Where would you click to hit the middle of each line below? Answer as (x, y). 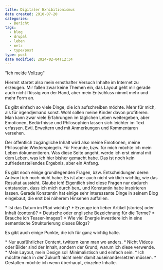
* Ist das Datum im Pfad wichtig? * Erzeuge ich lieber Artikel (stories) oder (80, 208)
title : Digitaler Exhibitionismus (40, 9)
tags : (10, 28)
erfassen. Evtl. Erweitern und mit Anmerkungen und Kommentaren (72, 128)
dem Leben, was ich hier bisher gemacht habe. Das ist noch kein (70, 158)
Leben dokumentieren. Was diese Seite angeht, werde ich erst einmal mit (78, 153)
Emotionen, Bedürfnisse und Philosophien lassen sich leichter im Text (75, 123)
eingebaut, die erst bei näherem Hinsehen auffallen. (57, 198)
